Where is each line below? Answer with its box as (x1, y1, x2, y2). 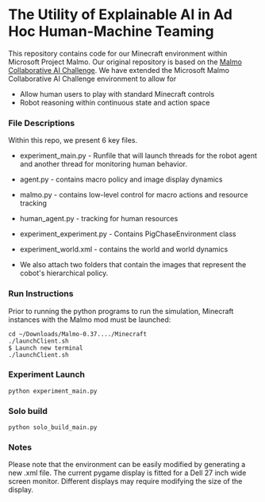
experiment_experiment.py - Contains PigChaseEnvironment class (19, 229, 236, 239)
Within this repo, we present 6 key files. (8, 136, 138, 145)
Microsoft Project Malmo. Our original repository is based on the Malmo (8, 57, 242, 67)
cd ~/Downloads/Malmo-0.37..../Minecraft (8, 330, 148, 338)
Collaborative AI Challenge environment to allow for (8, 74, 177, 83)
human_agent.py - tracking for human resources (19, 214, 179, 224)
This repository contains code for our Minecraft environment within (8, 48, 228, 58)
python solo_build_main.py (8, 423, 98, 431)
